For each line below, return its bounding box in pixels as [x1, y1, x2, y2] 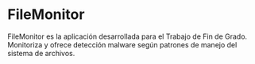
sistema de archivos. [7, 48, 75, 58]
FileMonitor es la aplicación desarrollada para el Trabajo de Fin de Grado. [7, 32, 248, 41]
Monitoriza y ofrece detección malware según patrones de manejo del [7, 40, 238, 49]
